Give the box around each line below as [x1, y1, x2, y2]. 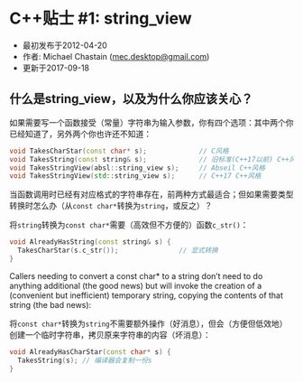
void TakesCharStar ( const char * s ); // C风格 [9, 146, 229, 155]
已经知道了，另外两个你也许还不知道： [9, 128, 151, 139]
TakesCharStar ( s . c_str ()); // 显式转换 [17, 246, 218, 256]
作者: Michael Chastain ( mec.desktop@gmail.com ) [22, 51, 210, 61]
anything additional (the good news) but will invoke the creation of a [9, 280, 262, 291]
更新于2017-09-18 [22, 62, 90, 73]
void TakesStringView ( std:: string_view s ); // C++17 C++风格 [9, 172, 262, 181]
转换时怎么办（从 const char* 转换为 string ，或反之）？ [9, 200, 213, 211]
